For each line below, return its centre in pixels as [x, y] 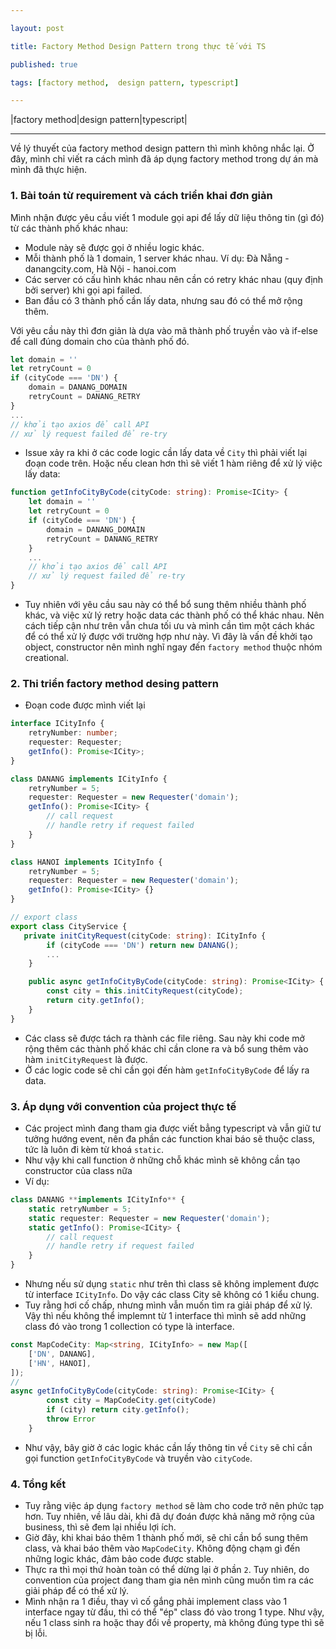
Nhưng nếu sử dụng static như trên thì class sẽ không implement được [172, 1284]
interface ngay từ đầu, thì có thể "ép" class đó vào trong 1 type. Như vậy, [174, 1612]
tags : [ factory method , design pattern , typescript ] [125, 82]
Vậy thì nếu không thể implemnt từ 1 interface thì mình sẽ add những [165, 1316]
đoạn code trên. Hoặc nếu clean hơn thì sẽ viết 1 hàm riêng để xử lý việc [173, 463]
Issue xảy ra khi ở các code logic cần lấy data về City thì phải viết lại [166, 453]
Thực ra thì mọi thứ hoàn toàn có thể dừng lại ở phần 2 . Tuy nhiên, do [167, 1570]
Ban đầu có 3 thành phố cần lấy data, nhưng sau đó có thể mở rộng [163, 300]
